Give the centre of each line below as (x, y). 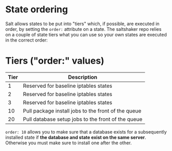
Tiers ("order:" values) (55, 61)
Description (83, 77)
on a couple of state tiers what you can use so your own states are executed (86, 34)
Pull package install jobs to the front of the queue (82, 110)
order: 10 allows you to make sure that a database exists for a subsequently (86, 131)
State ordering (37, 10)
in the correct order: (26, 40)
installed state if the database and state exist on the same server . (76, 137)
